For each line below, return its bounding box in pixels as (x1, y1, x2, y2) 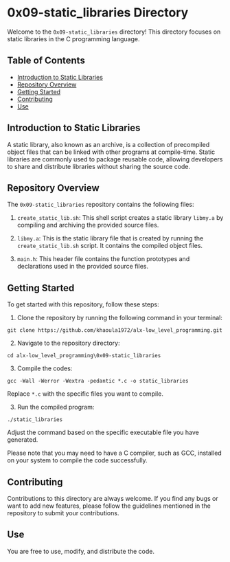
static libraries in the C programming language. (7, 34, 140, 43)
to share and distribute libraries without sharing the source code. (7, 162, 191, 170)
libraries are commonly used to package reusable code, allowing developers (7, 155, 223, 163)
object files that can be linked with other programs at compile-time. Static (7, 148, 216, 156)
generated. (7, 436, 38, 444)
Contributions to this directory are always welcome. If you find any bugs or (7, 495, 218, 502)
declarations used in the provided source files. (16, 262, 149, 271)
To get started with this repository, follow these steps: (7, 300, 159, 308)
